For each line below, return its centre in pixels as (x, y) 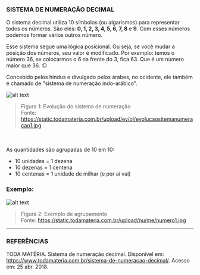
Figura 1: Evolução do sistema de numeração (76, 107)
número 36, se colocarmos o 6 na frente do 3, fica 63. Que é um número (95, 60)
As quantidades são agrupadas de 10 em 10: (60, 150)
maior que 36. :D (27, 65)
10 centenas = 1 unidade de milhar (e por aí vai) (73, 174)
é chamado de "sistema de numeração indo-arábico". (72, 83)
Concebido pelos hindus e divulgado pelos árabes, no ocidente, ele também (100, 77)
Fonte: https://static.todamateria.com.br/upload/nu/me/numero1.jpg (103, 220)
